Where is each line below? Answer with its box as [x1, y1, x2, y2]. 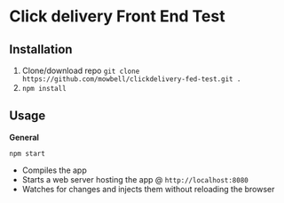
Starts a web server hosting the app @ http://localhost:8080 [21, 174, 248, 184]
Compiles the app [21, 165, 87, 175]
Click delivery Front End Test [9, 6, 225, 27]
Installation [9, 42, 73, 57]
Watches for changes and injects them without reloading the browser [21, 183, 275, 194]
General [9, 132, 40, 142]
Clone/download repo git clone [21, 65, 140, 76]
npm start [9, 149, 46, 158]
